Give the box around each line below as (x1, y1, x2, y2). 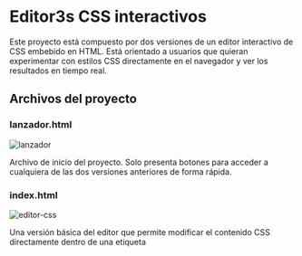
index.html (9, 188, 58, 201)
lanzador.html (9, 119, 73, 131)
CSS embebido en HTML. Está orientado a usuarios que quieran (9, 45, 248, 56)
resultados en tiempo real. (9, 65, 107, 76)
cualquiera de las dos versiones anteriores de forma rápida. (9, 166, 232, 177)
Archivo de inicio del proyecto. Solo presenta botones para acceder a (9, 156, 269, 167)
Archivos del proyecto (9, 91, 138, 107)
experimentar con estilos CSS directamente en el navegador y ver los (9, 55, 268, 66)
